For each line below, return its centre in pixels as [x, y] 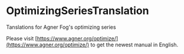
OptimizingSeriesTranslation [78, 11]
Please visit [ [22, 38]
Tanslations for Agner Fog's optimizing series [61, 27]
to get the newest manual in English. [134, 45]
